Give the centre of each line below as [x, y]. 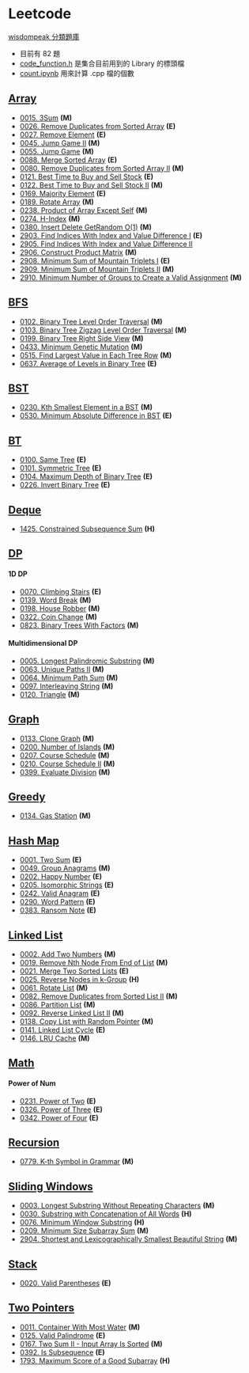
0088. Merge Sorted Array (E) [68, 160]
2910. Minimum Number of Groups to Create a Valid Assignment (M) [131, 277]
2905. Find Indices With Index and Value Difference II [106, 244]
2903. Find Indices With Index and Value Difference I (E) [111, 235]
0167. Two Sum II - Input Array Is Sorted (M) [91, 1344]
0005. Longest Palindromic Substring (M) [87, 661]
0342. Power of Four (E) [59, 1117]
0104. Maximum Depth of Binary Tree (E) [86, 476]
